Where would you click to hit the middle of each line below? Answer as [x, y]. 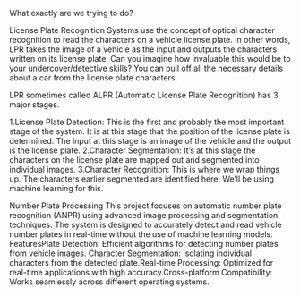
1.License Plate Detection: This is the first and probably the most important [147, 122]
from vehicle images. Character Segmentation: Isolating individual [131, 253]
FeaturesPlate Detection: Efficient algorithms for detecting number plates [144, 244]
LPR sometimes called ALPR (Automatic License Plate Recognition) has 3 [144, 95]
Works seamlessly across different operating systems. [109, 282]
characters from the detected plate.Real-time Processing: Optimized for [141, 262]
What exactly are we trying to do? [71, 13]
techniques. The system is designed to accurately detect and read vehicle [146, 224]
